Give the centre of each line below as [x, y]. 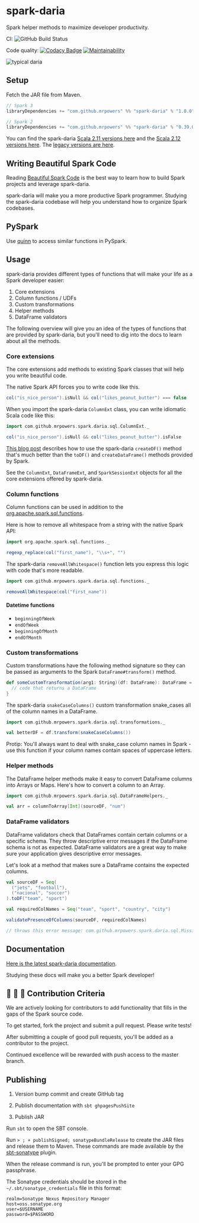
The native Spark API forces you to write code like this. [73, 387]
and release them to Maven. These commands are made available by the [95, 1146]
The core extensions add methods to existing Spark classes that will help [95, 369]
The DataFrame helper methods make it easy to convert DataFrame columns [99, 779]
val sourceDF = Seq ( [32, 882]
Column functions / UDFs [46, 298]
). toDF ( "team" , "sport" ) [37, 899]
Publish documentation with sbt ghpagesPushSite [75, 1106]
